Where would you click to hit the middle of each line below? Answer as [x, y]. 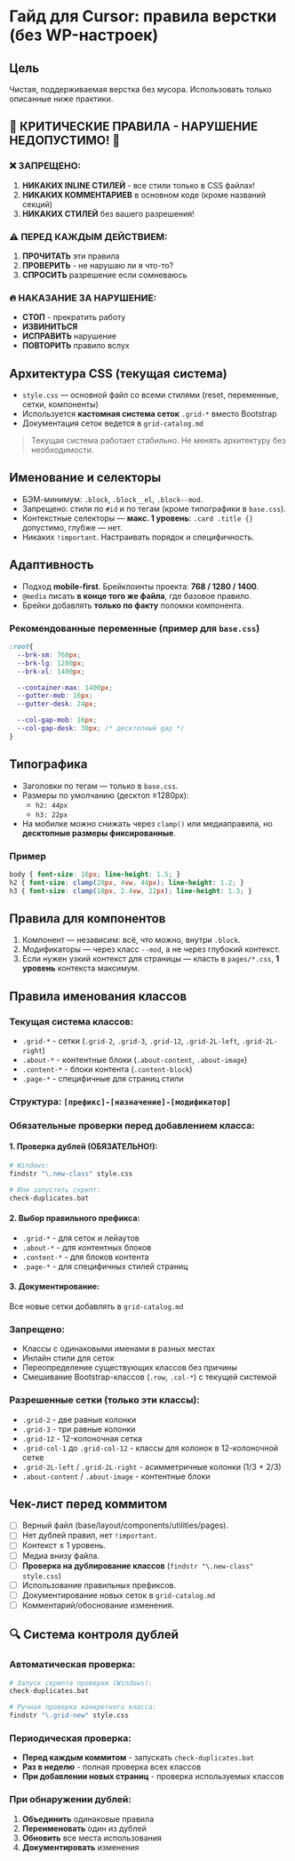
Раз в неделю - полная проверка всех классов [112, 1767]
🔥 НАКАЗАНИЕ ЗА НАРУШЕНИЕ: [83, 298]
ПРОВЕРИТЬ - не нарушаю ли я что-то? [98, 265]
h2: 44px [52, 805]
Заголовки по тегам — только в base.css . [100, 786]
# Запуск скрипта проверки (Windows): [81, 1683]
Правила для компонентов [88, 919]
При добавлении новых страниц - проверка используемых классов [153, 1777]
